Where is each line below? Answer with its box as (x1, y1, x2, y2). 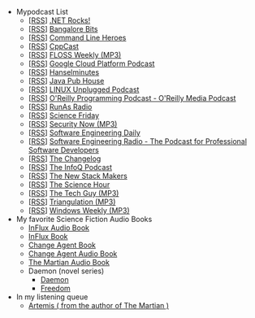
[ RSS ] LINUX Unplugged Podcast (28, 85, 140, 94)
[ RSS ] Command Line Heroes (28, 33, 127, 42)
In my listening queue (15, 292, 89, 302)
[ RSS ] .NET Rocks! (28, 15, 91, 25)
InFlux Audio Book (28, 223, 90, 233)
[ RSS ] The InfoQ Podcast (28, 163, 112, 172)
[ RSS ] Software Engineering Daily (28, 128, 140, 137)
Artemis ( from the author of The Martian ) (28, 301, 169, 310)
